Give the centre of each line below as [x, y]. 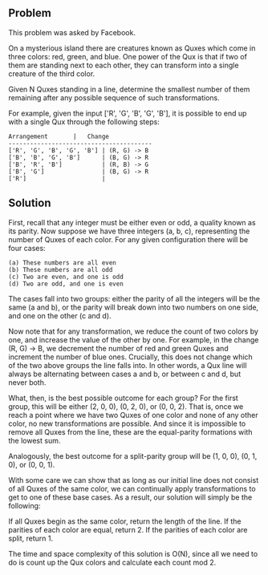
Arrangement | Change [59, 136]
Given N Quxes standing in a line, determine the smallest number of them [129, 89]
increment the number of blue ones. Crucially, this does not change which [130, 357]
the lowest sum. [35, 440]
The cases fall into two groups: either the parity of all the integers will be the [134, 298]
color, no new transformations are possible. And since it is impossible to [127, 423]
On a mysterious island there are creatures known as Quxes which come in [132, 48]
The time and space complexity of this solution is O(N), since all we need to [133, 553]
